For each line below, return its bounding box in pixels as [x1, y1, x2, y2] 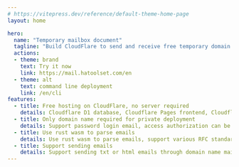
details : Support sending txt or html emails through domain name [20, 149, 221, 156]
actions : [14, 50, 40, 57]
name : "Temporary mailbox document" [14, 36, 122, 43]
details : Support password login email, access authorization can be [20, 122, 231, 129]
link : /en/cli [20, 90, 62, 97]
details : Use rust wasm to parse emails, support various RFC [20, 136, 208, 143]
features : [7, 96, 37, 103]
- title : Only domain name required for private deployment [14, 116, 196, 123]
